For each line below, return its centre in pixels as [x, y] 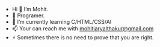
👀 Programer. [28, 15]
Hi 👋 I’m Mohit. [30, 9]
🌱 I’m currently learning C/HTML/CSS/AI [62, 22]
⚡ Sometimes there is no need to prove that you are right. [83, 37]
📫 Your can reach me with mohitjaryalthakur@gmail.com [83, 29]
